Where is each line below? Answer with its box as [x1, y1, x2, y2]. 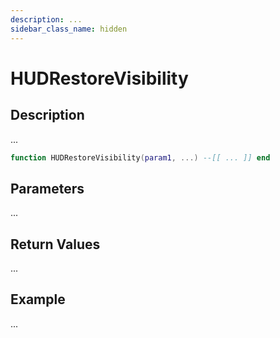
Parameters [10, 180, 85, 197]
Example [10, 291, 66, 308]
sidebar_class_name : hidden [10, 24, 128, 34]
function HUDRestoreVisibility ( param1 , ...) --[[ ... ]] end [10, 152, 271, 163]
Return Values [10, 236, 101, 253]
